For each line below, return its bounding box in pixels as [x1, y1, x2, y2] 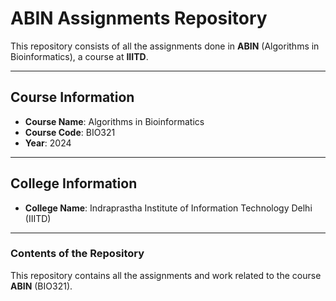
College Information [10, 175, 138, 192]
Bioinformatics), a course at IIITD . [10, 50, 149, 62]
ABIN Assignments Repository [10, 7, 268, 30]
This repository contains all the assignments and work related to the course [10, 269, 322, 281]
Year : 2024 [24, 137, 72, 149]
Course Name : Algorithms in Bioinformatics [24, 115, 205, 127]
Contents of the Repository [10, 247, 145, 261]
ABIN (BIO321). [10, 280, 73, 292]
